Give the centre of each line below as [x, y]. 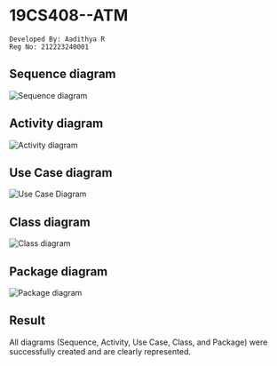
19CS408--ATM [69, 16]
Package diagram [59, 271]
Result [28, 321]
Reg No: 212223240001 [49, 47]
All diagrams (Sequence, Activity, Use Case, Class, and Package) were [138, 342]
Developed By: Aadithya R [57, 39]
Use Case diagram [61, 173]
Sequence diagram [63, 74]
